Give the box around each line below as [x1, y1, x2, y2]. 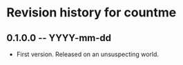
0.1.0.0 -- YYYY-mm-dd [6, 32, 112, 44]
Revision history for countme [6, 5, 177, 21]
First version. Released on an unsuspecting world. [16, 50, 160, 58]
